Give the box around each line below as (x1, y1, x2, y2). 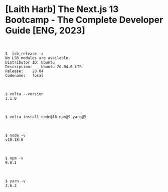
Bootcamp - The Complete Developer (5, 14, 163, 26)
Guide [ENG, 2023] (5, 25, 85, 36)
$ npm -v (5, 155, 24, 161)
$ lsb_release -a (5, 51, 44, 56)
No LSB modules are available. (5, 55, 71, 61)
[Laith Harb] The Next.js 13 (5, 4, 119, 15)
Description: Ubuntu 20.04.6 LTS (5, 64, 82, 69)
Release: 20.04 (5, 69, 44, 74)
